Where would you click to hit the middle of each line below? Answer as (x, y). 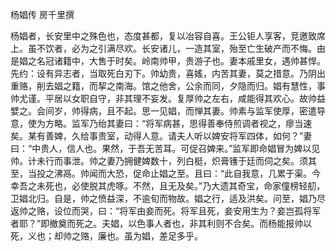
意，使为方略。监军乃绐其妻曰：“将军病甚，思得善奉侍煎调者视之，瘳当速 (161, 123)
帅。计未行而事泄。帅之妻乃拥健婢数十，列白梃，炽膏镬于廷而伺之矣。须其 (163, 161)
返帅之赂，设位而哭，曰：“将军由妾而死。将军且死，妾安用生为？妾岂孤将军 (166, 211)
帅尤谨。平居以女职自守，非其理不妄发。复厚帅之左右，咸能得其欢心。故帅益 (168, 98)
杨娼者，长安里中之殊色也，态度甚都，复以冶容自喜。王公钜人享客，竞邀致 (163, 36)
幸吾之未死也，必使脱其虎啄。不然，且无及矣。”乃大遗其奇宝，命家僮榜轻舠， (168, 186)
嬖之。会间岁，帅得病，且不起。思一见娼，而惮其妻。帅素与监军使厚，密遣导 (168, 111)
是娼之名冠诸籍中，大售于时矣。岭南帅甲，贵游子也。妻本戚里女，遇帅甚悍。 (168, 61)
